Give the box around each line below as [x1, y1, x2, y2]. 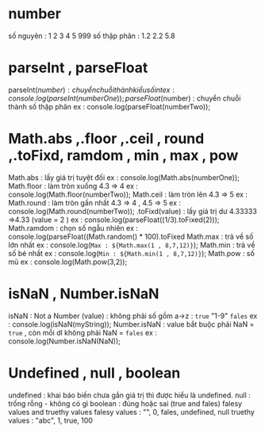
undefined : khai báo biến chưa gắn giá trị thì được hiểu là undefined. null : [8, 390, 252, 400]
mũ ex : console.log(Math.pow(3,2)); [8, 257, 128, 266]
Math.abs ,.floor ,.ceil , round [8, 130, 205, 148]
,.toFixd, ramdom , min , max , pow [8, 147, 239, 165]
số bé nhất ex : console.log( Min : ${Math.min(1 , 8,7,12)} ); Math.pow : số [8, 248, 255, 258]
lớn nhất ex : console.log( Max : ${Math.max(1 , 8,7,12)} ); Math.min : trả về [8, 239, 255, 250]
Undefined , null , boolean [8, 364, 181, 381]
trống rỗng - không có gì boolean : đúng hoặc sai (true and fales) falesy [8, 398, 243, 408]
